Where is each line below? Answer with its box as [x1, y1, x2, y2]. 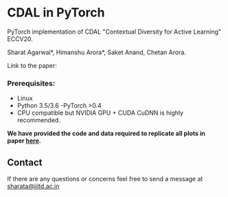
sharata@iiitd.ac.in [7, 182, 60, 190]
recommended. [16, 116, 60, 124]
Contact [7, 157, 43, 168]
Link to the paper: [7, 61, 57, 69]
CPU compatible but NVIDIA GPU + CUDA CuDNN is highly [16, 108, 184, 117]
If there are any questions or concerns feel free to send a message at [7, 175, 203, 183]
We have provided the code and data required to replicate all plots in [7, 129, 206, 138]
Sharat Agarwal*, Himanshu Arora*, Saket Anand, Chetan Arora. [7, 48, 187, 56]
